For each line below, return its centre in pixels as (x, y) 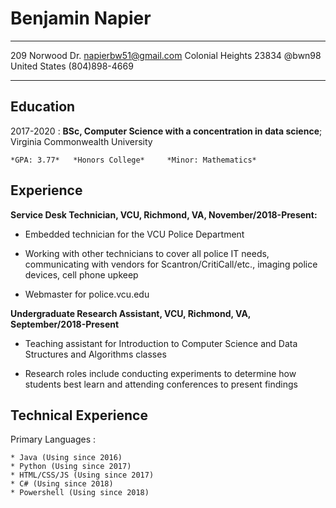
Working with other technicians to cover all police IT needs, (147, 253)
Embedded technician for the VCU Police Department (134, 234)
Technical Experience (79, 415)
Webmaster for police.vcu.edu (87, 294)
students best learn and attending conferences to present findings (161, 384)
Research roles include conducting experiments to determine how (160, 373)
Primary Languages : (53, 439)
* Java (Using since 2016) (66, 458)
